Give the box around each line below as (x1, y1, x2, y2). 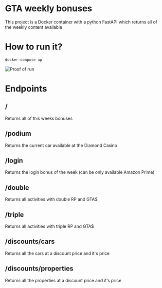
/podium (5, 129, 32, 138)
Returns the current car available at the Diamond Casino (5, 142, 118, 148)
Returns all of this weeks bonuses (5, 115, 73, 121)
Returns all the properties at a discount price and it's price (5, 277, 122, 283)
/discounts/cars (5, 237, 55, 246)
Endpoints (5, 83, 47, 94)
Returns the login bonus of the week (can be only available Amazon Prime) (5, 169, 155, 175)
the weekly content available (5, 24, 62, 30)
